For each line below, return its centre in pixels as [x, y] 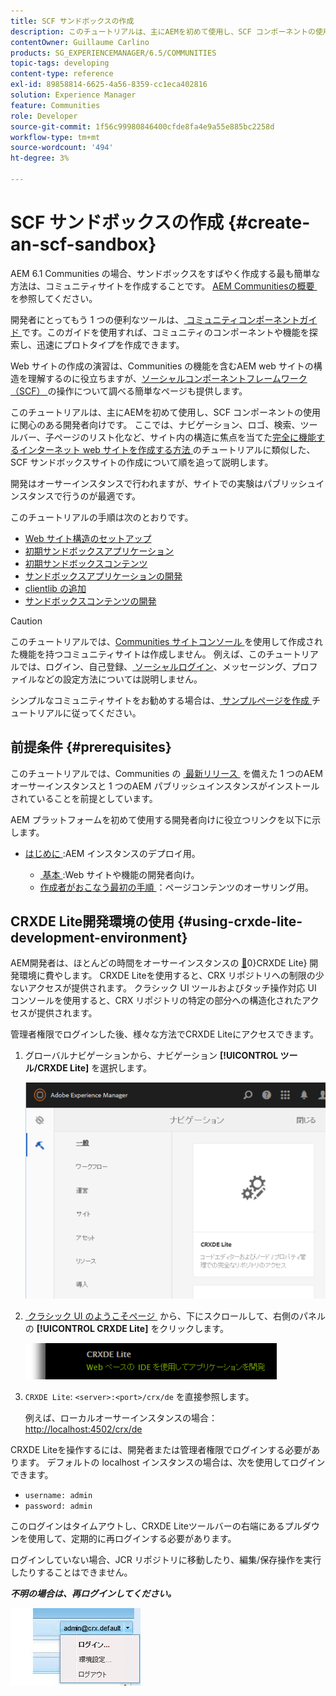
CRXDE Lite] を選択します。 [94, 1068]
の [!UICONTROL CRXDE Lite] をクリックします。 [126, 1328]
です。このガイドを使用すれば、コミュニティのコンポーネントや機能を [165, 332]
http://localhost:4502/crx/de [83, 1429]
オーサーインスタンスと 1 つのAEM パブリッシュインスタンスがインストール [165, 786]
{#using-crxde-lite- [240, 921]
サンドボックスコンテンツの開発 [90, 601]
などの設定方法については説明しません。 [119, 679]
